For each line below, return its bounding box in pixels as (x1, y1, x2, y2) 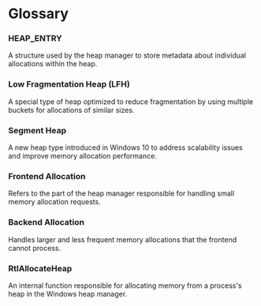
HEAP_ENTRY (8, 33, 62, 44)
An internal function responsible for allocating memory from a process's (8, 281, 242, 290)
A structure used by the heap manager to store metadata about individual (8, 50, 247, 60)
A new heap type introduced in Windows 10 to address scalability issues (8, 143, 243, 152)
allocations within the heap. (8, 59, 98, 69)
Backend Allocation (8, 217, 85, 228)
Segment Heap (8, 125, 67, 136)
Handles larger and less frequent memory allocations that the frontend (8, 234, 237, 244)
